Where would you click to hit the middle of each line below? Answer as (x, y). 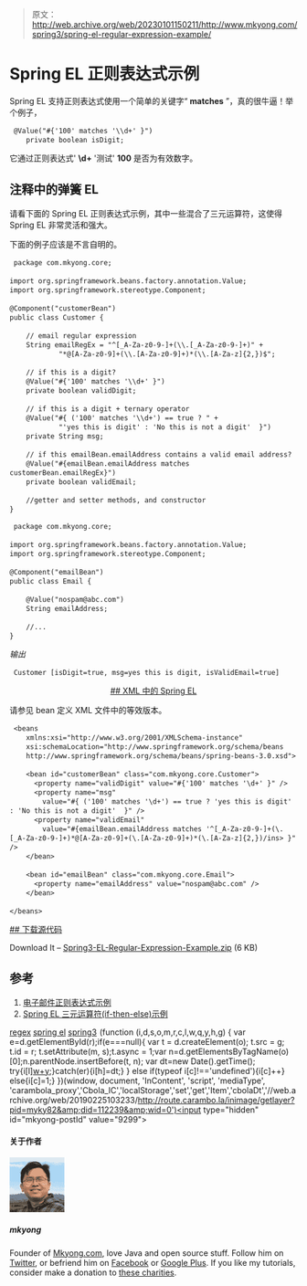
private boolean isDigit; (75, 140)
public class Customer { (57, 317)
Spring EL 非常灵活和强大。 (61, 225)
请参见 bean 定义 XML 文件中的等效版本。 (88, 710)
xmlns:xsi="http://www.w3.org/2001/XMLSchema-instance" (135, 738)
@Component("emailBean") (57, 572)
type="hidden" (231, 1110)
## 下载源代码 (36, 929)
